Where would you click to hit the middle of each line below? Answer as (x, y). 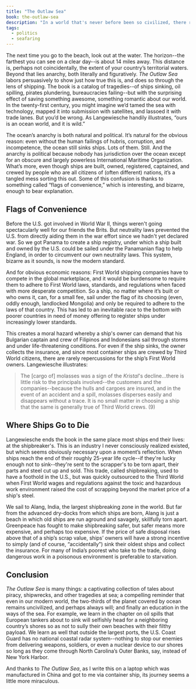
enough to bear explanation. (40, 191)
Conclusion (27, 575)
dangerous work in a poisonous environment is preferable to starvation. (92, 556)
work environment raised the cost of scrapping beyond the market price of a (98, 489)
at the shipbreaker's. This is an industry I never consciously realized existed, (98, 445)
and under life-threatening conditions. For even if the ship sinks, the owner (96, 345)
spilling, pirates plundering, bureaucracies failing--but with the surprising (94, 92)
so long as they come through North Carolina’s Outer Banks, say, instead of (96, 651)
